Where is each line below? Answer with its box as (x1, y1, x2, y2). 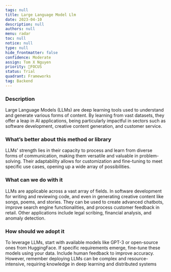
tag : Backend (5, 78, 33, 84)
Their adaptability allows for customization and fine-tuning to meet (22, 158, 163, 165)
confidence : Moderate (5, 55, 51, 60)
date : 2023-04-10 (5, 17, 42, 22)
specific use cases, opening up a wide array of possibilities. (5, 164, 131, 170)
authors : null (5, 26, 36, 32)
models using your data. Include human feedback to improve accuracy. (5, 250, 154, 256)
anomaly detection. (5, 215, 46, 221)
